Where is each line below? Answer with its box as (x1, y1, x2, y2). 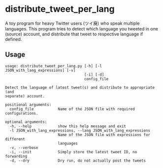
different (5, 137, 26, 141)
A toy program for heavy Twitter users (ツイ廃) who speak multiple (5, 20, 140, 26)
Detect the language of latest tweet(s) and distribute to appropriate (5, 85, 155, 90)
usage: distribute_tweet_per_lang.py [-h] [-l (5, 63, 102, 68)
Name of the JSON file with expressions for (57, 132, 151, 137)
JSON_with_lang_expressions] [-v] (5, 68, 76, 73)
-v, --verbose (9, 145, 38, 150)
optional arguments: (5, 119, 48, 124)
